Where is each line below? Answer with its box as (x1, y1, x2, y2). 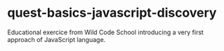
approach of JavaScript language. (7, 35, 106, 43)
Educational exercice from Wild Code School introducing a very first (7, 28, 204, 36)
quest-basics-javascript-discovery (7, 5, 217, 21)
